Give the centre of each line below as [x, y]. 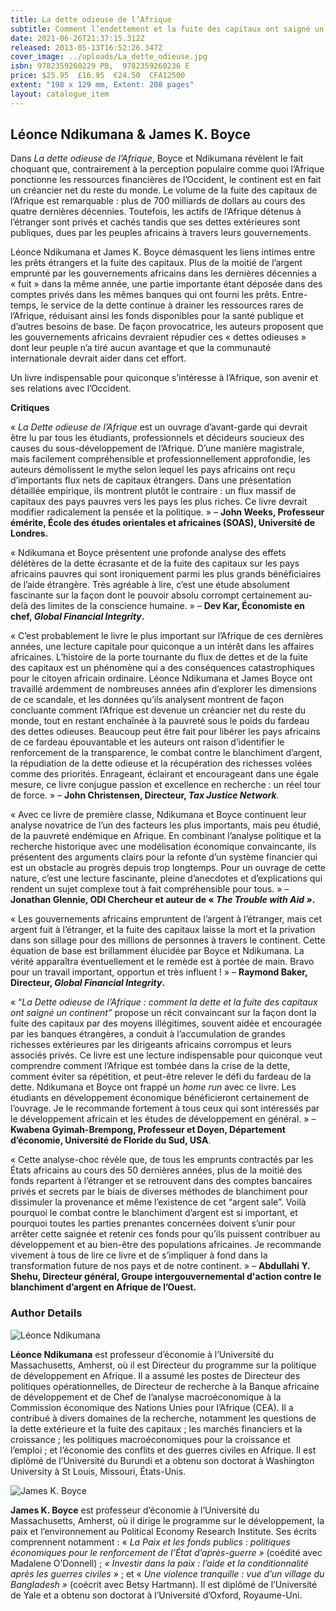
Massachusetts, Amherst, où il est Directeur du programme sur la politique [163, 1365]
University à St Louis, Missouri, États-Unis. [98, 1471]
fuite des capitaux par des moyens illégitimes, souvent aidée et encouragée [166, 1023]
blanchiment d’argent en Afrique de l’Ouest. [103, 1287]
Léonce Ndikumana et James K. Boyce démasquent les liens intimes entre [163, 252]
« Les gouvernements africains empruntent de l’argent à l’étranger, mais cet [166, 919]
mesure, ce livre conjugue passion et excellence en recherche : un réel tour [166, 785]
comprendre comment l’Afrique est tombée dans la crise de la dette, [150, 1066]
